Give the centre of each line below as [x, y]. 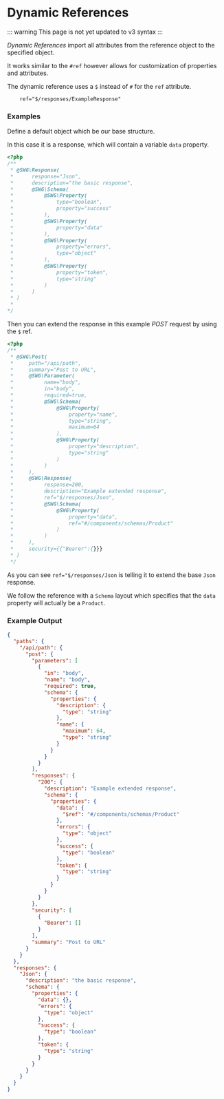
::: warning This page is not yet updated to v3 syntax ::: [85, 32]
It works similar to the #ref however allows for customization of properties [112, 65]
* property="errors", [61, 247]
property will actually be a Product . [56, 603]
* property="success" [61, 209]
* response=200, [47, 485]
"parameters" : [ [55, 660]
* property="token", [59, 272]
